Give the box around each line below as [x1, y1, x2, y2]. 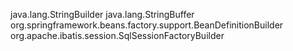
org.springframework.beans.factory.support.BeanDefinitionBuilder [10, 19, 284, 31]
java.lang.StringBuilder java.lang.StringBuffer [10, 9, 195, 20]
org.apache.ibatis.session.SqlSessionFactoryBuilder [10, 30, 225, 41]
